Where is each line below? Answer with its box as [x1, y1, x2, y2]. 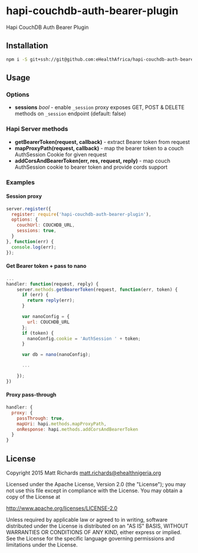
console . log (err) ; [11, 244, 57, 250]
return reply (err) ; [27, 297, 75, 303]
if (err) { [21, 292, 49, 298]
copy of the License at [6, 493, 61, 500]
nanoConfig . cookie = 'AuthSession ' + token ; [27, 335, 141, 342]
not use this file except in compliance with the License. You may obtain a [6, 487, 183, 494]
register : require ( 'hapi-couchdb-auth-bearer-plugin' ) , [11, 211, 151, 217]
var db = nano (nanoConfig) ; [21, 352, 91, 358]
